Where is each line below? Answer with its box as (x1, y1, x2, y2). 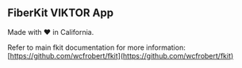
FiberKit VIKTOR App (7, 6, 114, 20)
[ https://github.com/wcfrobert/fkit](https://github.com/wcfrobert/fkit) (7, 51, 234, 60)
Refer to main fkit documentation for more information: (7, 43, 186, 52)
